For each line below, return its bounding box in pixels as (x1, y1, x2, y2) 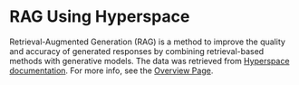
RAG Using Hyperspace (9, 6, 190, 27)
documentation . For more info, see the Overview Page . (9, 65, 214, 76)
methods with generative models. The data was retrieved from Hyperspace (9, 55, 290, 66)
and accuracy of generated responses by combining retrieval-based (9, 45, 265, 56)
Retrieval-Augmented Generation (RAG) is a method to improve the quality (9, 36, 285, 47)
